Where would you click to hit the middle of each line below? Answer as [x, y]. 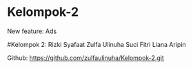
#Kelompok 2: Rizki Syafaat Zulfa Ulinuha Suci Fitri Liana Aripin [96, 44]
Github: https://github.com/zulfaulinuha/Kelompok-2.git [85, 58]
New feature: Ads [32, 31]
